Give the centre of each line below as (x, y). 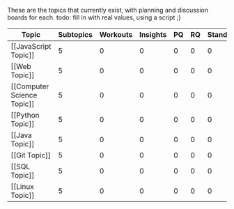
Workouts (116, 34)
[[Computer (30, 86)
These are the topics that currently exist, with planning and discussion (108, 10)
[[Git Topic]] (31, 155)
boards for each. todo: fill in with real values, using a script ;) (94, 17)
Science (24, 95)
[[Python (25, 115)
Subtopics (75, 34)
